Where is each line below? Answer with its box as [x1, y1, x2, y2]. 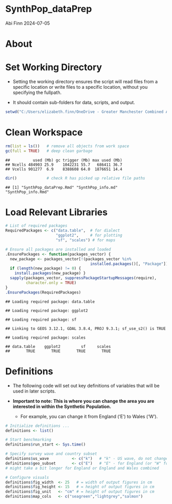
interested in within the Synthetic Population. [12, 403, 112, 410]
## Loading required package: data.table [5, 299, 95, 304]
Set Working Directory [5, 62, 102, 73]
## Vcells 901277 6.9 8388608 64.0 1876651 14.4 [5, 166, 123, 172]
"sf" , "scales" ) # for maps [55, 238, 116, 243]
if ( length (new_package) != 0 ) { [10, 266, 81, 271]
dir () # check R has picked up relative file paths [5, 176, 145, 181]
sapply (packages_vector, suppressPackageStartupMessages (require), [10, 276, 157, 281]
